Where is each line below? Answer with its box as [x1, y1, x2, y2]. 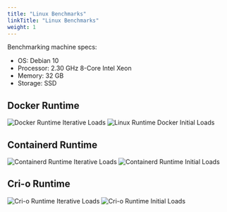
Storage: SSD [17, 79, 57, 88]
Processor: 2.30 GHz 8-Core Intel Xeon [17, 64, 132, 73]
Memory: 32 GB [17, 71, 64, 80]
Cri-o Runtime [7, 178, 70, 190]
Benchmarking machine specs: [7, 43, 97, 52]
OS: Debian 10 [17, 57, 59, 65]
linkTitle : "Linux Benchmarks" [7, 17, 99, 24]
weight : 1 [7, 23, 37, 30]
